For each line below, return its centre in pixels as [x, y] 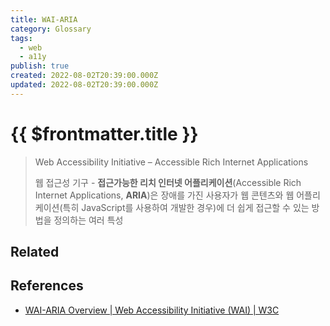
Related [35, 252]
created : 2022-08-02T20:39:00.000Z [84, 76]
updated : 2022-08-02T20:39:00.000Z [84, 85]
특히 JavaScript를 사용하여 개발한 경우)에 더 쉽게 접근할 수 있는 [186, 207]
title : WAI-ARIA [44, 19]
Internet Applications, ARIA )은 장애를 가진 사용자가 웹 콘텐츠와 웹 [164, 195]
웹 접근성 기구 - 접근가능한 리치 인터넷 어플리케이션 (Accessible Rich [168, 182]
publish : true [40, 66]
